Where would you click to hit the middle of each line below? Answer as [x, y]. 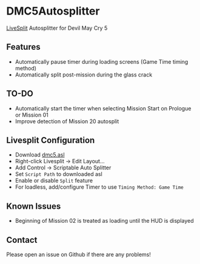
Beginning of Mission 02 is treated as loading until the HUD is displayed [104, 221]
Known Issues [34, 206]
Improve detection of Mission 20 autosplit [67, 121]
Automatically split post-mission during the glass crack [84, 75]
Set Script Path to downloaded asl [59, 174]
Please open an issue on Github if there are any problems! [79, 254]
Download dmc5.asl [40, 155]
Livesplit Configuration [51, 140]
